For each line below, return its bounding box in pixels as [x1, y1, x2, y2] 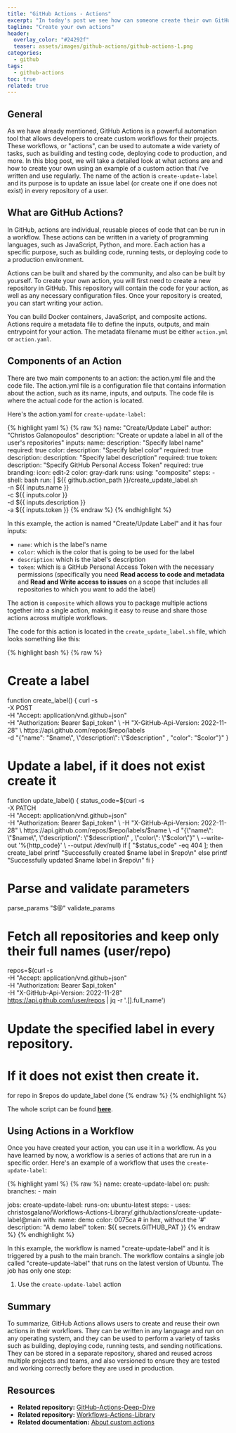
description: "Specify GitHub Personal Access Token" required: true [7, 461, 204, 469]
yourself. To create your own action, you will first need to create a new [7, 276, 211, 284]
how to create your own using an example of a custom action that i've [7, 164, 209, 173]
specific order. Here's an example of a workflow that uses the [7, 1158, 185, 1167]
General [7, 108, 44, 120]
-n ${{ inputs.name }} [7, 483, 70, 492]
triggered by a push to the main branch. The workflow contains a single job [7, 1252, 225, 1260]
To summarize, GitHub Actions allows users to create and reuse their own [7, 1319, 220, 1328]
